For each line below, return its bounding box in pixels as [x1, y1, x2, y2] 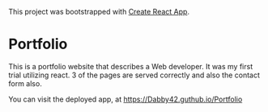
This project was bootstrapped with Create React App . [8, 7, 190, 16]
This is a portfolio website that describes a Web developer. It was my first [8, 61, 253, 71]
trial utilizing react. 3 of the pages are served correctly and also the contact [8, 70, 261, 80]
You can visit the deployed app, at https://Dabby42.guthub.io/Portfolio [8, 94, 243, 104]
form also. [8, 78, 42, 88]
